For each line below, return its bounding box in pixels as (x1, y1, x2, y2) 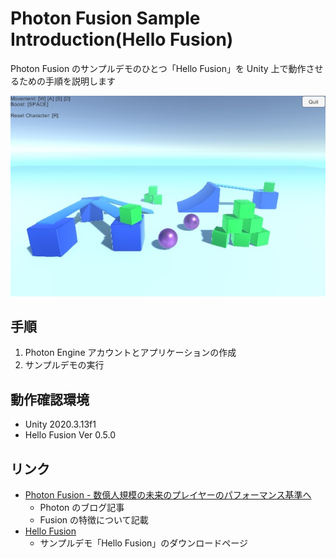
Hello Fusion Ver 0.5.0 (24, 429, 117, 441)
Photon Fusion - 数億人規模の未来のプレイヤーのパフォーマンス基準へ (24, 489, 312, 501)
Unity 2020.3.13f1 (24, 418, 97, 431)
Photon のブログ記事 (39, 502, 125, 514)
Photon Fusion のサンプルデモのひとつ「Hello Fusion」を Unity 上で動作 (10, 62, 307, 74)
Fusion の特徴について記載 (39, 514, 149, 526)
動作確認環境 (10, 391, 90, 408)
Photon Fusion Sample (10, 7, 201, 30)
